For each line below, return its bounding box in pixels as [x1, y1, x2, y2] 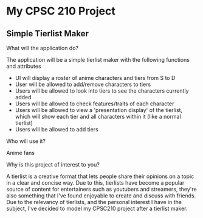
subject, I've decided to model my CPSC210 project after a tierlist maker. [6, 205, 188, 212]
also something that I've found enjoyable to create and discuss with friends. [6, 192, 196, 199]
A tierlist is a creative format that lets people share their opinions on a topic [6, 173, 194, 180]
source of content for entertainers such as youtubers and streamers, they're [6, 186, 198, 193]
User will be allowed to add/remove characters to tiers [15, 81, 151, 88]
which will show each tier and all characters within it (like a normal [15, 113, 181, 120]
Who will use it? [6, 137, 46, 145]
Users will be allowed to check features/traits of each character [15, 100, 174, 107]
